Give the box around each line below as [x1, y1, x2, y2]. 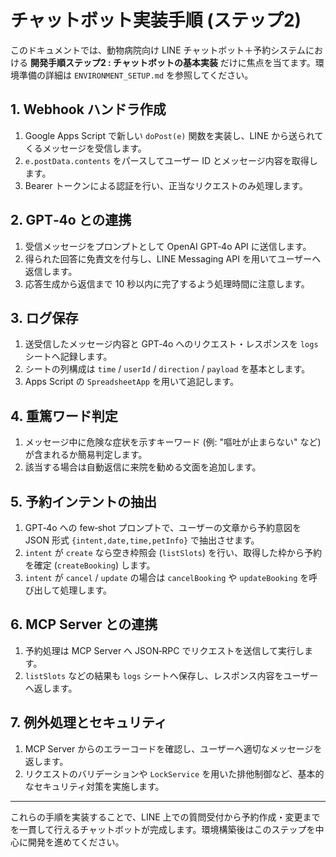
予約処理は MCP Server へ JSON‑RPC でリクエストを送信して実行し [24, 644, 305, 656]
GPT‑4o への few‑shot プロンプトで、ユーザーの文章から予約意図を [24, 522, 302, 533]
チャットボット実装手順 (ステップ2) [10, 9, 302, 32]
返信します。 [24, 265, 78, 277]
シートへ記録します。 [24, 351, 113, 363]
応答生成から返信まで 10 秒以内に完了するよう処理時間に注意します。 [24, 277, 310, 290]
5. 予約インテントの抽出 [10, 493, 157, 510]
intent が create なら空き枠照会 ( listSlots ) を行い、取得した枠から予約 [24, 547, 323, 558]
